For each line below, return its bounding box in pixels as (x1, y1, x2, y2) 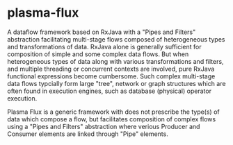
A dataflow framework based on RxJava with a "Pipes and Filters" (7, 28, 196, 36)
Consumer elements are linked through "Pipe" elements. (7, 130, 168, 138)
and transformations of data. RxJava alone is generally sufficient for (7, 42, 202, 51)
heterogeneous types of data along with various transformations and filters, (7, 57, 224, 65)
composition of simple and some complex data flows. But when (7, 50, 189, 58)
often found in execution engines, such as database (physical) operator (7, 87, 212, 95)
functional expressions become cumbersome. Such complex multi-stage (7, 71, 216, 80)
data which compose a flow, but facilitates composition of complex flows (7, 114, 216, 123)
